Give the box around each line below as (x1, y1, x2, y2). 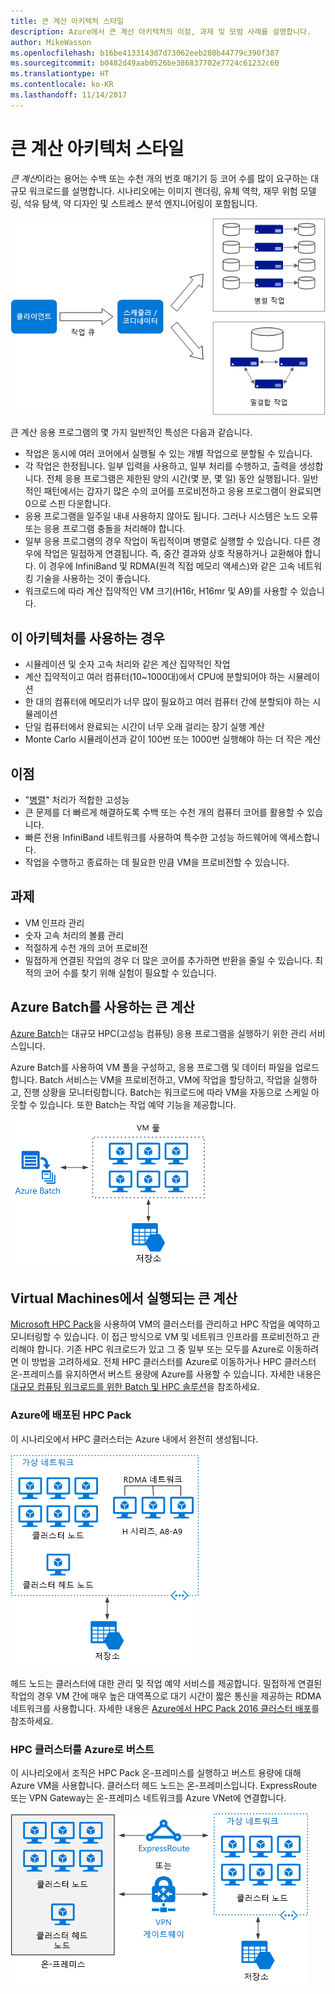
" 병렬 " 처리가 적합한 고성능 (24, 793, 130, 805)
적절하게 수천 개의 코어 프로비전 (24, 941, 148, 954)
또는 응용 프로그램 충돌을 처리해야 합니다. (24, 523, 186, 535)
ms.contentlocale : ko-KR (10, 80, 114, 90)
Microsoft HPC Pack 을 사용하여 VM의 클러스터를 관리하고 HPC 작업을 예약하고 (10, 1318, 321, 1330)
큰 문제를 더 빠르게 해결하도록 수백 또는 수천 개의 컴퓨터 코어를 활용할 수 (24, 806, 305, 818)
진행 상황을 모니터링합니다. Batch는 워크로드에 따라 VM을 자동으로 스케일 (23, 1086, 310, 1098)
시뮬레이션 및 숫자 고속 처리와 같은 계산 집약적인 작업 (24, 658, 231, 670)
